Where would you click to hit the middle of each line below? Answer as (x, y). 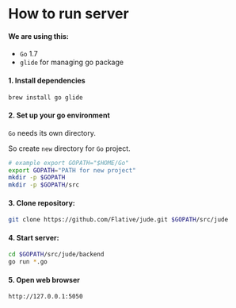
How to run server (69, 14)
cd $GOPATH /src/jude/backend (56, 255)
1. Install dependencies (47, 80)
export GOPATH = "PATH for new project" (72, 170)
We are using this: (39, 36)
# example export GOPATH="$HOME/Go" (69, 163)
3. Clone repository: (42, 202)
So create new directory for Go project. (69, 148)
